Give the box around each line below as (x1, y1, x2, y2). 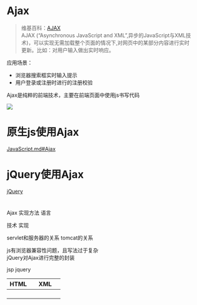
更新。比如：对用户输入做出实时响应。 (21, 46, 114, 54)
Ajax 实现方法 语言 (6, 209, 52, 216)
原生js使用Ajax (6, 126, 79, 139)
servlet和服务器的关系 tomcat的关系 (6, 234, 94, 241)
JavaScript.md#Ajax (6, 145, 56, 152)
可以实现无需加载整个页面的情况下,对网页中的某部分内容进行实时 (33, 39, 190, 46)
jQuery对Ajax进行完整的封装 (6, 254, 75, 261)
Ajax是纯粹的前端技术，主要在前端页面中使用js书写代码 (6, 91, 140, 99)
